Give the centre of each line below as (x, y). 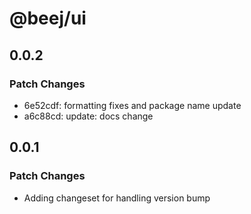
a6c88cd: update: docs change (88, 116)
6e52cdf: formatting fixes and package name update (132, 105)
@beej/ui (48, 18)
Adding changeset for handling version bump (117, 198)
